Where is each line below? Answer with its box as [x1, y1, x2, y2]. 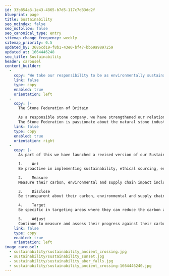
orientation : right [14, 138, 55, 144]
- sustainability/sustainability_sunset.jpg [9, 254, 104, 259]
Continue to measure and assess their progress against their [18, 221, 152, 226]
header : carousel [5, 59, 41, 64]
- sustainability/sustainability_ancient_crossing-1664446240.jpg [9, 263, 152, 268]
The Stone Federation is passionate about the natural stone [18, 119, 150, 124]
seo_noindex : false [5, 21, 46, 27]
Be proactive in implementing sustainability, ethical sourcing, [18, 166, 158, 171]
